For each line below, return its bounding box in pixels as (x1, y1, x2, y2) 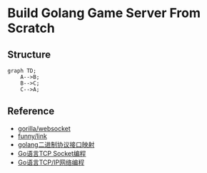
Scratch (7, 20, 55, 36)
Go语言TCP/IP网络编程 (17, 158, 85, 167)
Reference (7, 105, 55, 117)
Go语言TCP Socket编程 (17, 149, 86, 157)
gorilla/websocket (17, 124, 71, 132)
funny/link (17, 132, 48, 140)
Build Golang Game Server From (7, 5, 201, 21)
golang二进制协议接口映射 (17, 140, 95, 149)
